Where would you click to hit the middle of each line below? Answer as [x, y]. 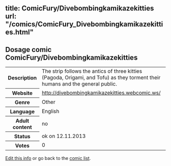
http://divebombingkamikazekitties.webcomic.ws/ [101, 93]
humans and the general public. [79, 84]
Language [22, 112]
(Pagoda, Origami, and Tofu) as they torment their [101, 77]
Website [22, 93]
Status [22, 136]
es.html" [20, 32]
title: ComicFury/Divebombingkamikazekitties [80, 8]
